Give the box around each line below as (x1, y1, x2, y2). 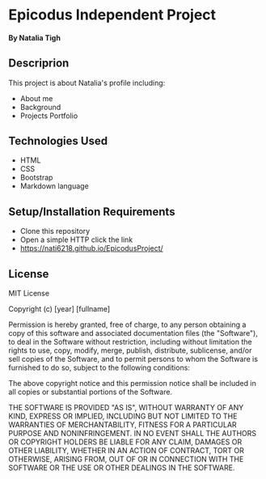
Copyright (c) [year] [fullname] (8, 304, 111, 314)
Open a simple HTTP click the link (19, 235, 133, 244)
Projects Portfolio (19, 111, 78, 121)
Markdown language (19, 181, 89, 191)
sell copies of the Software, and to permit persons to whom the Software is (8, 354, 259, 364)
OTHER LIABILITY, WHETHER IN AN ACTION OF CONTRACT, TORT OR (8, 446, 244, 456)
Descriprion (8, 57, 70, 70)
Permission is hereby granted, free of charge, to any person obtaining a (8, 320, 247, 329)
